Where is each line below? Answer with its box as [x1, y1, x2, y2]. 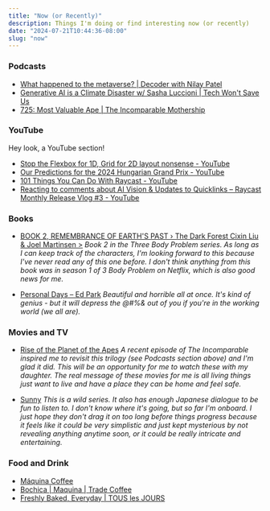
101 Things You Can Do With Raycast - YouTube [19, 175, 178, 185]
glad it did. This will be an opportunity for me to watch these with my [19, 362, 248, 372]
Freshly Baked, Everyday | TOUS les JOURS [19, 492, 166, 503]
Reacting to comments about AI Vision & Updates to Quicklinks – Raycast [19, 184, 262, 194]
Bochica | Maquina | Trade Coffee [19, 484, 133, 494]
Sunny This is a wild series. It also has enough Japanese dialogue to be [19, 395, 259, 405]
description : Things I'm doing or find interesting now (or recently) [8, 19, 250, 27]
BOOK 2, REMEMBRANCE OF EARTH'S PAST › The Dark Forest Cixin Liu [19, 231, 259, 241]
